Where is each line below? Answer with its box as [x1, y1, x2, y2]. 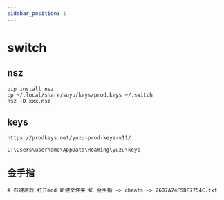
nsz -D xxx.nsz [7, 97, 51, 104]
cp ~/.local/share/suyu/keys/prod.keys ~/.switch [7, 91, 153, 99]
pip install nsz [7, 86, 54, 92]
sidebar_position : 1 [7, 10, 67, 17]
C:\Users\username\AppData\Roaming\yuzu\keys [7, 146, 140, 154]
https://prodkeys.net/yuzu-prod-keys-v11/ [7, 134, 131, 141]
